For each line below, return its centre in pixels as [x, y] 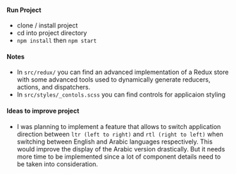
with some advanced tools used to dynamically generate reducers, [113, 80]
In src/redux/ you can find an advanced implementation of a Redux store [123, 72]
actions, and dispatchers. [54, 87]
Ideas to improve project [43, 111]
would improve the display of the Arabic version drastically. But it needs [121, 149]
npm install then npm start [57, 41]
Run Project [24, 10]
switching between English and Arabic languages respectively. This [114, 142]
